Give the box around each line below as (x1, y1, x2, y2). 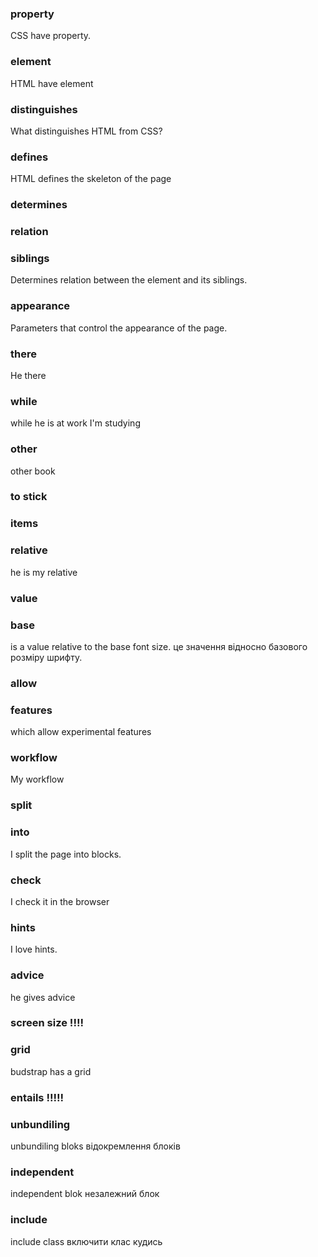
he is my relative (10, 566, 78, 578)
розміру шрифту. (10, 651, 83, 663)
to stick (10, 490, 48, 504)
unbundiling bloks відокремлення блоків (10, 1140, 181, 1152)
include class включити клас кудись (10, 1235, 163, 1247)
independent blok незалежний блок (10, 1188, 160, 1200)
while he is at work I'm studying (10, 417, 141, 429)
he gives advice (10, 991, 76, 1003)
